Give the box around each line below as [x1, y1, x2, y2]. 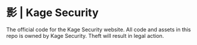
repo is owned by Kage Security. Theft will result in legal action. [6, 32, 164, 39]
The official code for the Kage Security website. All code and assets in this [6, 25, 192, 33]
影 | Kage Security [6, 6, 99, 20]
